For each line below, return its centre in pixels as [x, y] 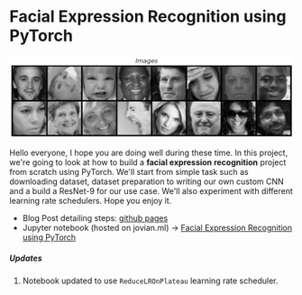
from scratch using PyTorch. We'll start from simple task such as [129, 172]
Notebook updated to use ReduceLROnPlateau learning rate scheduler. [150, 281]
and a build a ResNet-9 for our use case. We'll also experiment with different [151, 191]
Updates [26, 258]
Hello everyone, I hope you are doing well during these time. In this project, [149, 153]
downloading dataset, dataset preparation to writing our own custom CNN [146, 181]
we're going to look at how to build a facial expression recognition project [148, 162]
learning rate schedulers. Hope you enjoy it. [91, 201]
